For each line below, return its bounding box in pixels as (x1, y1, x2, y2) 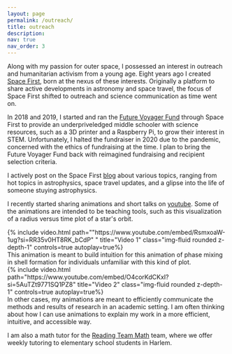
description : (7, 29, 45, 37)
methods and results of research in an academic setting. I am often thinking (7, 303, 225, 311)
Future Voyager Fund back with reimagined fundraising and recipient (7, 150, 205, 158)
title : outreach (7, 23, 55, 30)
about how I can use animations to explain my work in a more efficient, (7, 310, 210, 318)
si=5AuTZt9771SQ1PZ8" (7, 280, 76, 288)
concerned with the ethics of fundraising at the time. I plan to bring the (7, 143, 211, 151)
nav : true (7, 36, 36, 43)
